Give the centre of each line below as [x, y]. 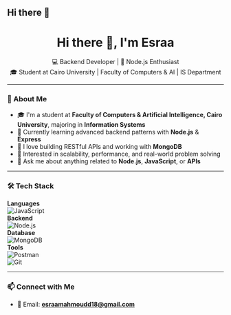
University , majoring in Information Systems [81, 124]
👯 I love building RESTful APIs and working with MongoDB [99, 146]
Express [29, 139]
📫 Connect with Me [41, 287]
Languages [23, 203]
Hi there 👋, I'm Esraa [115, 42]
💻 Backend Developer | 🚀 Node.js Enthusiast [115, 62]
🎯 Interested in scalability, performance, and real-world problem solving [119, 154]
